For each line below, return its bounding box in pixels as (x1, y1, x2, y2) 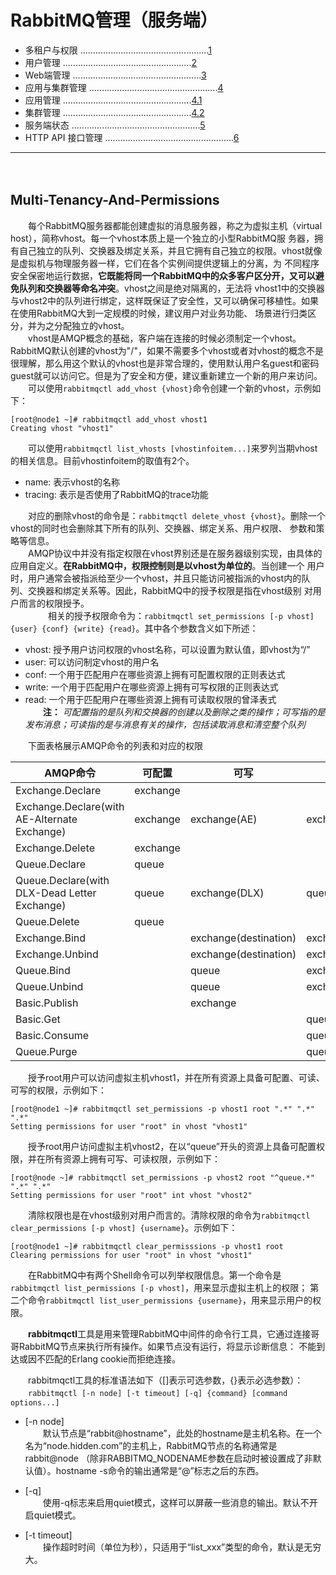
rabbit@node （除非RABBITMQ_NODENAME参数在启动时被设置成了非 (24, 1452, 313, 1464)
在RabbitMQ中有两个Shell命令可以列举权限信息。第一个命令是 (27, 1269, 282, 1281)
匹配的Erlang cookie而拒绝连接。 (44, 1352, 181, 1365)
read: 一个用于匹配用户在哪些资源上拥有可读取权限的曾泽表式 (24, 693, 277, 705)
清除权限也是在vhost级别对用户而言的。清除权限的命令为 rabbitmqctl (27, 1209, 311, 1221)
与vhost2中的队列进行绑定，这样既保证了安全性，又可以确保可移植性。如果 (10, 294, 320, 306)
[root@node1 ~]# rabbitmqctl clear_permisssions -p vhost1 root (10, 1241, 284, 1251)
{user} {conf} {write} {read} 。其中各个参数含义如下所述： (10, 622, 259, 634)
